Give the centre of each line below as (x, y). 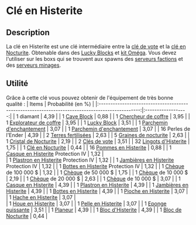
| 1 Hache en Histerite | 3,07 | (41, 197)
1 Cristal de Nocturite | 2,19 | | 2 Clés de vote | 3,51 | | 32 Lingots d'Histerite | (98, 141)
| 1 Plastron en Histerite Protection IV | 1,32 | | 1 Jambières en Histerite (90, 160)
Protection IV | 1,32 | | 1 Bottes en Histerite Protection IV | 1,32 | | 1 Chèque (95, 166)
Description (28, 33)
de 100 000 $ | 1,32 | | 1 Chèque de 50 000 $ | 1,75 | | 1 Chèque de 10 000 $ (97, 172)
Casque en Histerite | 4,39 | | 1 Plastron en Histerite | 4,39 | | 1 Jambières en (97, 185)
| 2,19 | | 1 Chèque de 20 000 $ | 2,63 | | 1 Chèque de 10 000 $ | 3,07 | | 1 (93, 178)
